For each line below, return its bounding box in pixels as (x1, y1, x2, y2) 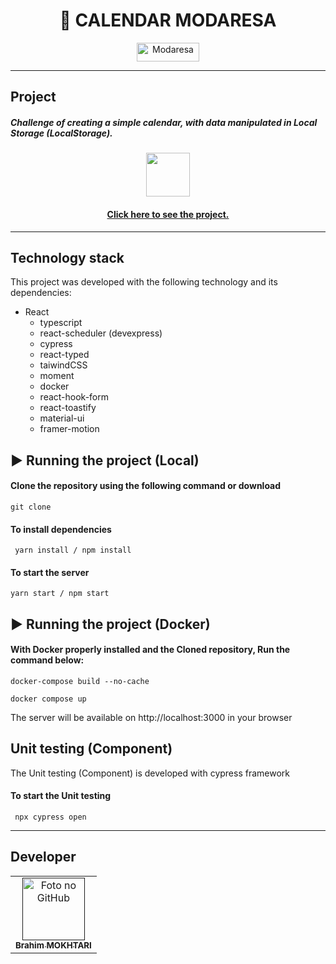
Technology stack (10, 249, 125, 266)
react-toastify (39, 402, 97, 414)
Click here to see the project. (106, 208, 230, 220)
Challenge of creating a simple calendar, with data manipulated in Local (10, 116, 318, 128)
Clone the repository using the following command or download (10, 480, 282, 492)
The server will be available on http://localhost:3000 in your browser (10, 711, 293, 723)
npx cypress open (14, 812, 87, 822)
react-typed (39, 349, 90, 361)
